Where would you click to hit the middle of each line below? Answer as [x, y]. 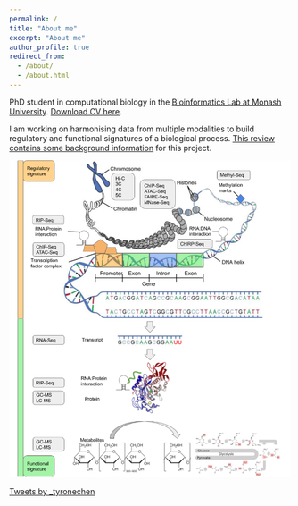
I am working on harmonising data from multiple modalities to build [132, 129]
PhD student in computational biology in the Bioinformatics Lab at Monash [145, 102]
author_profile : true [50, 47]
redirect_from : [37, 57]
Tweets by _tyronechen [52, 491]
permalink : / [33, 19]
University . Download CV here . [66, 111]
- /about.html [43, 76]
